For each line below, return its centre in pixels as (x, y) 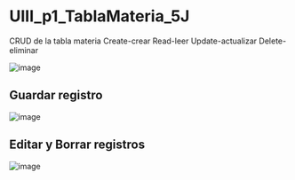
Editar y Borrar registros (77, 145)
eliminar (24, 50)
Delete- (273, 41)
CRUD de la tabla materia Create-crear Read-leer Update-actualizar (133, 41)
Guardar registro (56, 95)
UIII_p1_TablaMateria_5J (100, 16)
